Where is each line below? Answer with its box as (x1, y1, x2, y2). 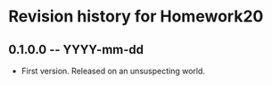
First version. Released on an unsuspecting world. (21, 65, 206, 76)
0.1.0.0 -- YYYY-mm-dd (8, 42, 144, 57)
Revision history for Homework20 (8, 6, 264, 27)
